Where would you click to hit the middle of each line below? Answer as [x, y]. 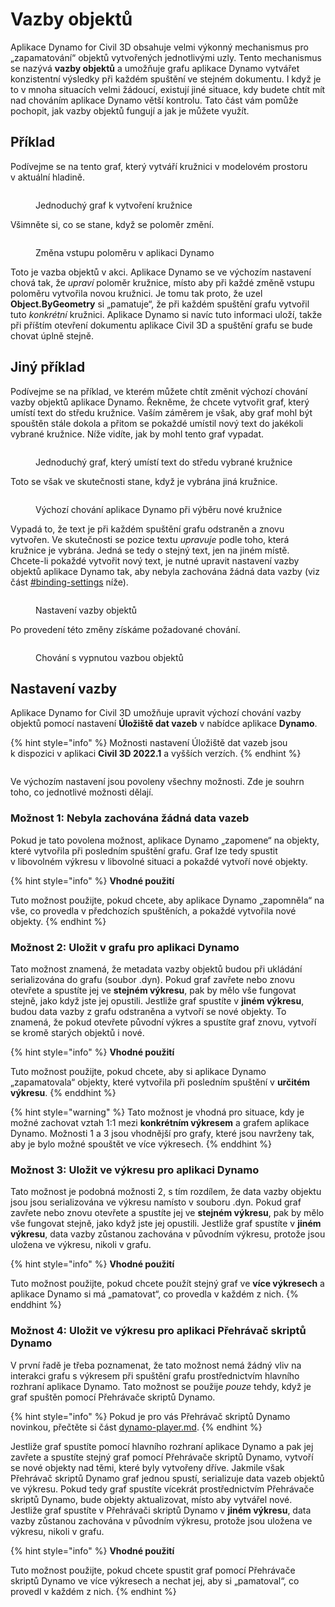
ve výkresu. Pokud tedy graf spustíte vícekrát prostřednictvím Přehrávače [162, 1489]
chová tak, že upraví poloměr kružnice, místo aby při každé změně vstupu [162, 282]
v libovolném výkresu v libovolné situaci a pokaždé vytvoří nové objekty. [159, 861]
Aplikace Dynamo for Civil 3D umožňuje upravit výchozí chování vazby [156, 713]
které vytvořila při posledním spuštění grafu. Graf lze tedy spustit [144, 850]
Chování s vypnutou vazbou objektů [109, 657]
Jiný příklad [48, 367]
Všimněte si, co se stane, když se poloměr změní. [112, 224]
